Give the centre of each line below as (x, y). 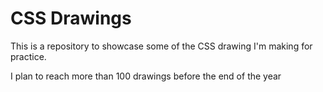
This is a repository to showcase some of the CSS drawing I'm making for (161, 46)
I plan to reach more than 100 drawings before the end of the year (146, 76)
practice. (28, 56)
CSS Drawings (71, 18)
